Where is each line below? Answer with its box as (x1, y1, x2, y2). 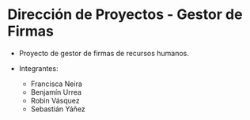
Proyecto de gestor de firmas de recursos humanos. (18, 48, 189, 58)
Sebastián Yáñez (30, 104, 86, 114)
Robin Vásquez (30, 96, 80, 105)
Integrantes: (18, 63, 59, 73)
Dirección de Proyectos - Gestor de (7, 6, 243, 24)
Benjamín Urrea (30, 87, 82, 96)
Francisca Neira (30, 79, 82, 88)
